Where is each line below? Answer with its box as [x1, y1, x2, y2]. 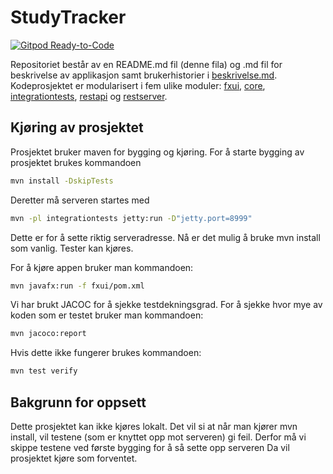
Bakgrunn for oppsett [10, 394, 147, 411]
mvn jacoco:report [10, 329, 87, 339]
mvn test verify [10, 366, 78, 376]
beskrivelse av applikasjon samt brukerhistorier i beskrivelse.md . [10, 69, 278, 81]
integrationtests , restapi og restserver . [10, 90, 168, 102]
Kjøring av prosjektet [10, 119, 144, 136]
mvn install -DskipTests [10, 176, 114, 186]
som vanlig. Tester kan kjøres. [10, 242, 134, 254]
